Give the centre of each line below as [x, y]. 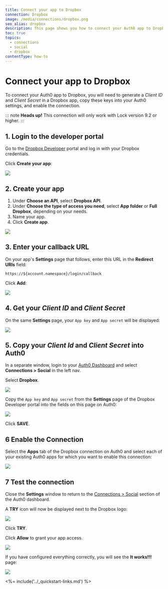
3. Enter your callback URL [47, 247]
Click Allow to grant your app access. [44, 538]
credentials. [17, 154]
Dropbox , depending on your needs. [50, 211]
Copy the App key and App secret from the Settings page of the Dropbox [80, 399]
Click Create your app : [29, 164]
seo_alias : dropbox [25, 24]
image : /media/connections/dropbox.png [47, 19]
